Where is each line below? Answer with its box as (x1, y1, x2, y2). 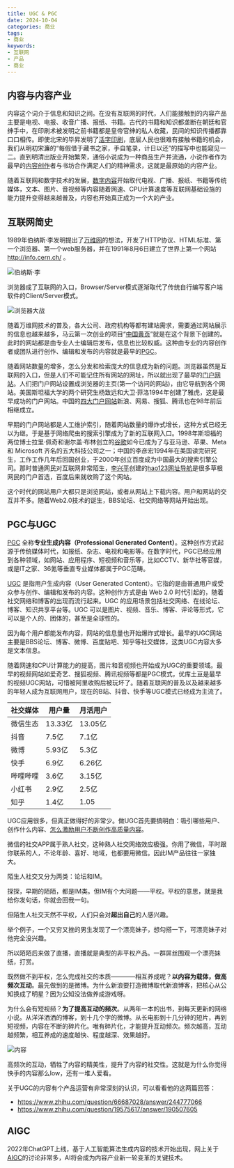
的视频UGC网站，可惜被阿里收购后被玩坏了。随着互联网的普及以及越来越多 (7, 678, 223, 687)
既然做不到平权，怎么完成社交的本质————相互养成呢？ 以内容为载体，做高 (7, 972, 227, 981)
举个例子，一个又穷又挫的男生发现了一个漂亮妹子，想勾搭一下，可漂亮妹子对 (7, 926, 227, 934)
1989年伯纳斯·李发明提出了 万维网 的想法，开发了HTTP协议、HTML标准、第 (7, 236, 221, 244)
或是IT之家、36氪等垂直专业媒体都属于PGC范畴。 (7, 565, 150, 573)
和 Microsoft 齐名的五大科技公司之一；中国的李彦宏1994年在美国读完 (7, 446, 205, 455)
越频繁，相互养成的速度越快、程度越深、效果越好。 (7, 1031, 154, 1039)
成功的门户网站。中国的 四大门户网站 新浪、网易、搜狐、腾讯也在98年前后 (13, 397, 223, 405)
